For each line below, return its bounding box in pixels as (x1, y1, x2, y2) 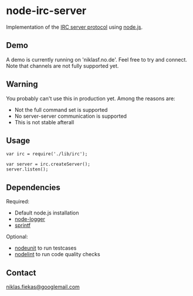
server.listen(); (6, 166, 49, 172)
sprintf (14, 222, 31, 229)
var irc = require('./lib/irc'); (6, 151, 88, 157)
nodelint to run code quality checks (14, 251, 101, 258)
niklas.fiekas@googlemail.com (6, 283, 80, 290)
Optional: (6, 233, 28, 240)
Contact (6, 268, 36, 278)
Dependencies (6, 182, 60, 192)
